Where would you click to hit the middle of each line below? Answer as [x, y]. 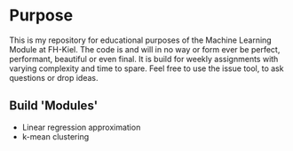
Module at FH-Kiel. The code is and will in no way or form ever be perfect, [145, 49]
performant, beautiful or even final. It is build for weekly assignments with [144, 59]
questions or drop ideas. [54, 77]
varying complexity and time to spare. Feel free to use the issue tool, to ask [146, 68]
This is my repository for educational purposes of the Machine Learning [141, 40]
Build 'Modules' [54, 106]
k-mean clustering [55, 136]
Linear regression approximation [81, 127]
